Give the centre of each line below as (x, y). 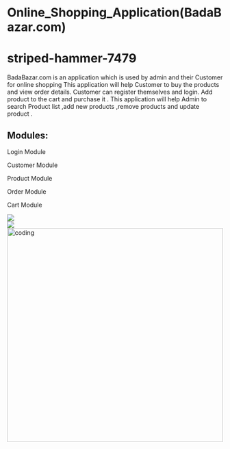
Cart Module (25, 205)
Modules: (28, 135)
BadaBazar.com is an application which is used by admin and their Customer (115, 77)
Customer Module (33, 165)
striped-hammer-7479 (72, 59)
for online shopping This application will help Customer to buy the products (113, 85)
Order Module (27, 191)
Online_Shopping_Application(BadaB (115, 13)
